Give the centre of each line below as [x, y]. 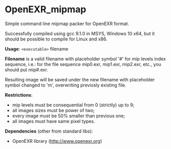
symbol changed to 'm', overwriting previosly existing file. [66, 85]
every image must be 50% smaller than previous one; [69, 116]
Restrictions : [19, 95]
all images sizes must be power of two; [54, 110]
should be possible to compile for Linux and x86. [56, 39]
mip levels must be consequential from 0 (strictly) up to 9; [73, 105]
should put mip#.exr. [26, 70]
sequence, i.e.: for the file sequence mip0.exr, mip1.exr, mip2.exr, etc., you [83, 64]
